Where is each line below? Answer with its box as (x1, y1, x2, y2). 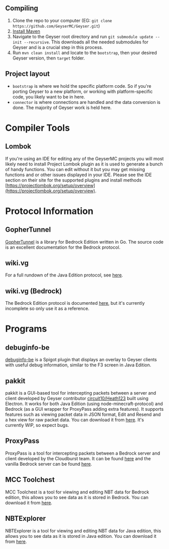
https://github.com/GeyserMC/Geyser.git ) (12, 23, 100, 29)
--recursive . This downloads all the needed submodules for (24, 39, 148, 45)
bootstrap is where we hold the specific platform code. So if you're (12, 83, 152, 89)
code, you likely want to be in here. (12, 93, 86, 100)
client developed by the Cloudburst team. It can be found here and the (5, 455, 151, 461)
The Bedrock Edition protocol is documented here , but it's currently (5, 300, 145, 306)
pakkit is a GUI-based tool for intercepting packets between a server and (5, 390, 156, 396)
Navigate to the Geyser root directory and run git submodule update (12, 33, 153, 39)
